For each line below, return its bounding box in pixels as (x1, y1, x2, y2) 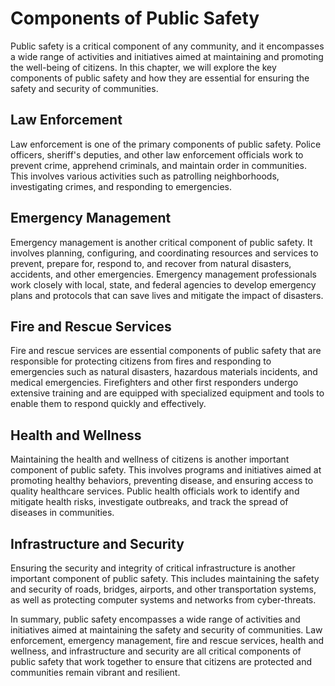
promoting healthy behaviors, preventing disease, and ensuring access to (10, 475, 314, 487)
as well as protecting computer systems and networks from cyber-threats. (10, 594, 317, 606)
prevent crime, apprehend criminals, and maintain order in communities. (10, 159, 307, 171)
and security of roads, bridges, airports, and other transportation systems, (10, 583, 317, 595)
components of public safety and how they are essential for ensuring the (10, 72, 310, 84)
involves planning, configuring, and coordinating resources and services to (10, 247, 319, 259)
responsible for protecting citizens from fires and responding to (10, 355, 272, 367)
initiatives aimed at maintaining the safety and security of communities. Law (10, 624, 323, 636)
